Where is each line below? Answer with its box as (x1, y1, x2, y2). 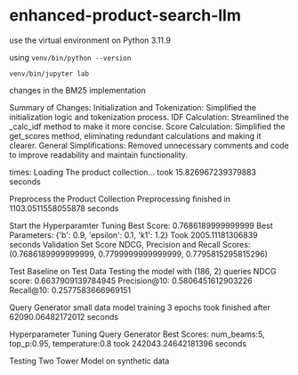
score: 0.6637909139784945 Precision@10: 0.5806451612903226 (9, 275, 253, 286)
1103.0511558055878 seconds (9, 202, 119, 214)
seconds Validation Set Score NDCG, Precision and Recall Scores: (9, 239, 251, 249)
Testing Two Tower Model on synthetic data (9, 355, 170, 366)
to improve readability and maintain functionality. (9, 149, 189, 160)
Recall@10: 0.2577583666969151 (9, 284, 132, 295)
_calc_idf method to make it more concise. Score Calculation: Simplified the (9, 121, 286, 132)
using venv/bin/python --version (9, 52, 132, 62)
